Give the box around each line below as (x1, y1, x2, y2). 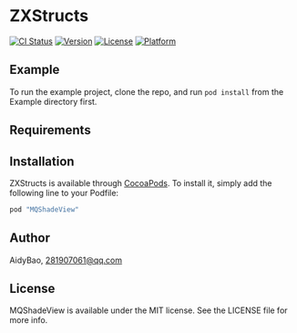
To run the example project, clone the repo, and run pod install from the (9, 86, 284, 97)
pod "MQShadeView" (9, 204, 79, 214)
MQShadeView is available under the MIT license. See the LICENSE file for (9, 305, 289, 316)
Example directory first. (9, 96, 97, 107)
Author (9, 230, 50, 246)
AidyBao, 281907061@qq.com (9, 255, 123, 265)
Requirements (9, 122, 91, 138)
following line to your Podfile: (9, 187, 119, 198)
